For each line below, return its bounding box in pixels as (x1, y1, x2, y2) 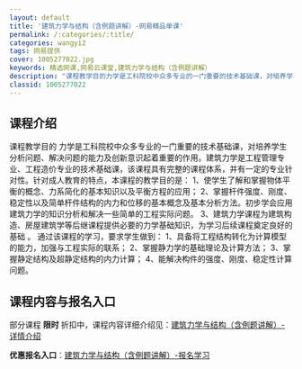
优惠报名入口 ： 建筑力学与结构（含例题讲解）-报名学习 (9, 350, 210, 361)
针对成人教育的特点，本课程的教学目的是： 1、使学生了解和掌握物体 (32, 175, 283, 185)
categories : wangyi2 (9, 38, 87, 48)
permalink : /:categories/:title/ (9, 30, 135, 39)
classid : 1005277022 (9, 80, 87, 89)
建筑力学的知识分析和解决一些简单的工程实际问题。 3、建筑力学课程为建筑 (9, 209, 285, 220)
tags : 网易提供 (9, 47, 61, 56)
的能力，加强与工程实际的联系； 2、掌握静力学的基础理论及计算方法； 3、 (9, 242, 284, 253)
